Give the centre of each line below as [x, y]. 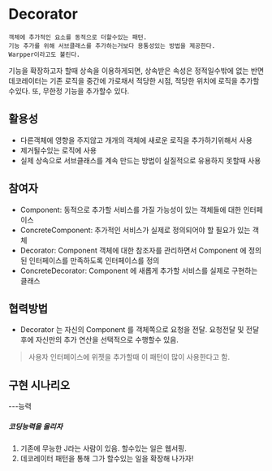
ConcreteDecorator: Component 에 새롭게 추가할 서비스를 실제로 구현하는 [139, 270]
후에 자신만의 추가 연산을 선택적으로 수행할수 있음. [99, 340]
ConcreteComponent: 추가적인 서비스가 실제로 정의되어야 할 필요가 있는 [135, 230]
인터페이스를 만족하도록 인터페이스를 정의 [94, 260]
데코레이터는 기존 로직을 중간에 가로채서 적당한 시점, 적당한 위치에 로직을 [123, 80]
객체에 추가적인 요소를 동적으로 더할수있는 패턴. [78, 37]
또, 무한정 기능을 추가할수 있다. [81, 91]
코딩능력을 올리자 [36, 426]
